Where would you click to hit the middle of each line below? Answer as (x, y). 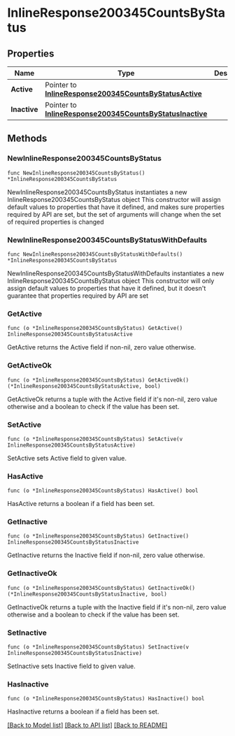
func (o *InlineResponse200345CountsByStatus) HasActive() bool (103, 491)
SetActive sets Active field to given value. (67, 458)
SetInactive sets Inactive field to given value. (72, 666)
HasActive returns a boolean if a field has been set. (81, 504)
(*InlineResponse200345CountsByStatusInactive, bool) (87, 594)
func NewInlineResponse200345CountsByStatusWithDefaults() (95, 254)
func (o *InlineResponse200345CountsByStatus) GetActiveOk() (98, 380)
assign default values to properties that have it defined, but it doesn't (107, 288)
